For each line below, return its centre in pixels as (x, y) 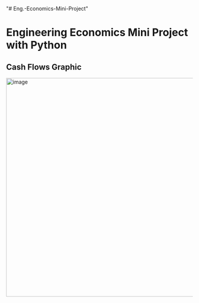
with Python (36, 45)
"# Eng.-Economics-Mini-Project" (47, 9)
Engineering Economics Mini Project (97, 33)
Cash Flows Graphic (44, 67)
